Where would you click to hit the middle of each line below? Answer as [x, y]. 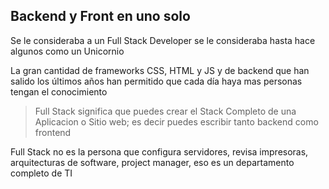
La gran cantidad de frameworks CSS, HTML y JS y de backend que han [160, 70]
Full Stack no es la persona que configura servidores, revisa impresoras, [159, 151]
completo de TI [41, 173]
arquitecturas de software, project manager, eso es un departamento [152, 162]
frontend [53, 132]
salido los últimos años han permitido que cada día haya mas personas [156, 81]
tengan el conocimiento [59, 91]
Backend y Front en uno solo [100, 16]
